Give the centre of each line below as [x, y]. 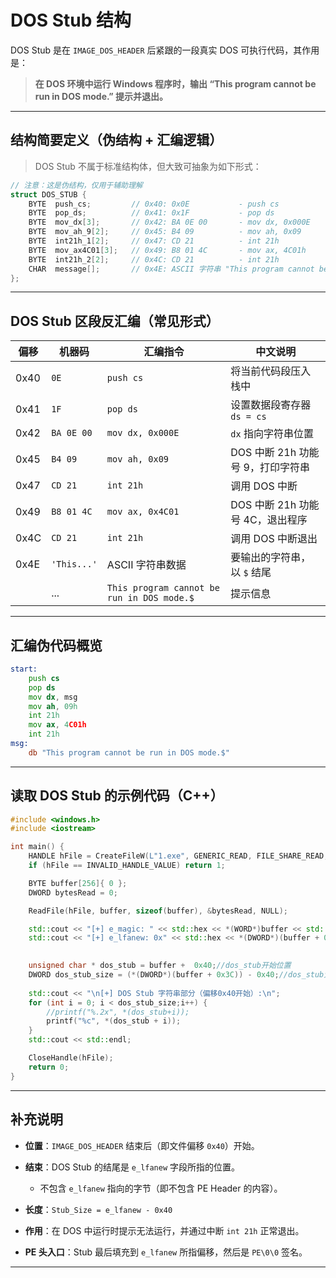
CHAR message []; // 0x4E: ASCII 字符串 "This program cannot [171, 269]
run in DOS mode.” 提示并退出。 [101, 96]
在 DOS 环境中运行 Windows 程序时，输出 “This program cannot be [175, 83]
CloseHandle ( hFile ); [71, 1058]
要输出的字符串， [271, 558]
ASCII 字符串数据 [146, 565]
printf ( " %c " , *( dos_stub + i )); [114, 1021]
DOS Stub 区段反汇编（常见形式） [115, 321]
